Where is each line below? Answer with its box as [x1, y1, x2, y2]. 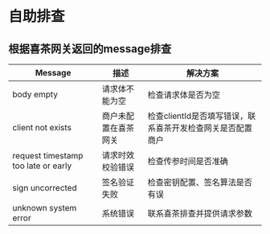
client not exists [12, 122, 72, 133]
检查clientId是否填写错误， [147, 110, 248, 121]
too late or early [12, 160, 72, 171]
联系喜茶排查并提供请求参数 [147, 208, 253, 219]
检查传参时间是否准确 [147, 156, 229, 166]
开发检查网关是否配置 [171, 122, 253, 133]
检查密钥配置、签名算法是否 [147, 177, 253, 187]
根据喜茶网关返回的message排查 [8, 42, 172, 55]
